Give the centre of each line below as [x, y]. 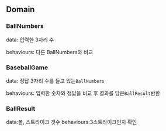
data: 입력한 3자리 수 [30, 40]
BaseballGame [27, 68]
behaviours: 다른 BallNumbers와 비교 [50, 52]
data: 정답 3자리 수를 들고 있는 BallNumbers [55, 80]
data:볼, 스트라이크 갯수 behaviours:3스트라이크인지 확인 [72, 122]
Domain [20, 10]
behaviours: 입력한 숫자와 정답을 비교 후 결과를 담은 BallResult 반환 [83, 93]
